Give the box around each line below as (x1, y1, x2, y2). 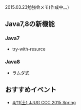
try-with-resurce (12, 46, 45, 52)
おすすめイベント (5, 86, 57, 94)
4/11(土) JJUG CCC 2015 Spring (12, 99, 76, 105)
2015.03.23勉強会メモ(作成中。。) (5, 4, 69, 10)
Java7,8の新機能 (5, 20, 55, 28)
